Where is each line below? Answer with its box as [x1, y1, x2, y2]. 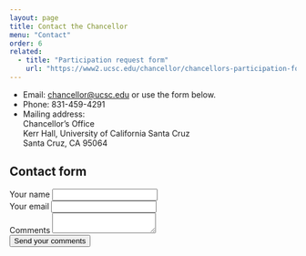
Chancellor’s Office [22, 118, 96, 128]
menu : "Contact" [9, 30, 71, 39]
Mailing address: [22, 108, 86, 119]
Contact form [9, 164, 87, 179]
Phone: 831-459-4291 [22, 98, 106, 109]
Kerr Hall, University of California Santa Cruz [22, 128, 190, 138]
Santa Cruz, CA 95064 [22, 138, 107, 148]
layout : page [9, 13, 59, 23]
